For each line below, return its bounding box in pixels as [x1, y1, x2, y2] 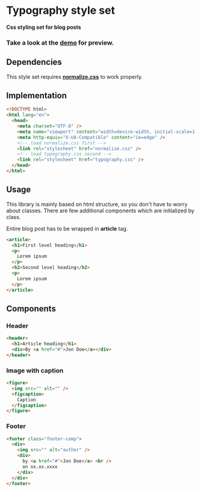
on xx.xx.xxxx [22, 464, 58, 470]
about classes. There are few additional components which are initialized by [6, 207, 194, 214]
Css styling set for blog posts [6, 23, 81, 31]
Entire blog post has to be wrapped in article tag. [6, 225, 128, 232]
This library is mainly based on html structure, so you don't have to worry [6, 200, 188, 208]
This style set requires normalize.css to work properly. [6, 73, 143, 80]
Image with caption [6, 366, 64, 375]
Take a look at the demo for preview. [6, 38, 114, 47]
